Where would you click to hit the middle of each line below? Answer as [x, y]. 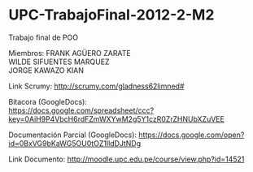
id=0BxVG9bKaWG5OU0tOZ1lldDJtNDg [75, 143]
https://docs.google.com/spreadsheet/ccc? [81, 110]
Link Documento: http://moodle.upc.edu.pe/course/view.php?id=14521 [126, 159]
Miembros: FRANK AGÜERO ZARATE [70, 53]
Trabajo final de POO [44, 37]
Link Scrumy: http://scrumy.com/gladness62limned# [96, 86]
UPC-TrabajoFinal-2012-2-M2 [111, 15]
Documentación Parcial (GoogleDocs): [72, 135]
